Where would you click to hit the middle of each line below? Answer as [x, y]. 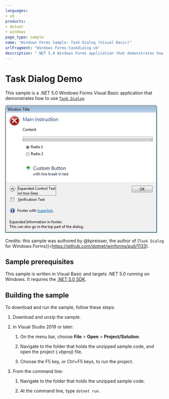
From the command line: [38, 371]
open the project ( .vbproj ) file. [51, 352]
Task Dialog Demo [44, 79]
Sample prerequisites [40, 262]
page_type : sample [24, 37]
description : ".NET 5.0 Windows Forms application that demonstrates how [84, 53]
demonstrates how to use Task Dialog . [45, 98]
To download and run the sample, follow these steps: [60, 307]
